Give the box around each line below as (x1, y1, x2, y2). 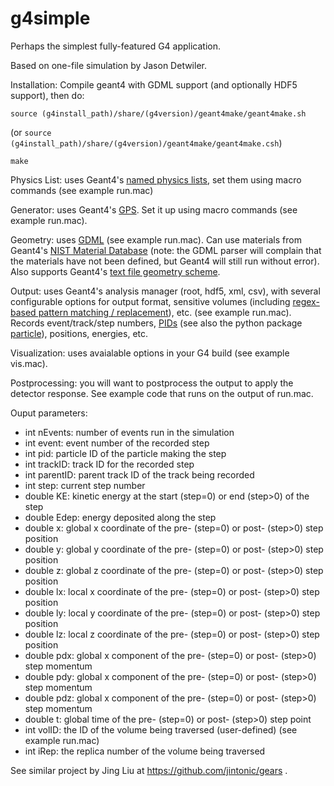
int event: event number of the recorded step (24, 437, 210, 449)
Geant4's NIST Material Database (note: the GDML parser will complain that (10, 244, 322, 256)
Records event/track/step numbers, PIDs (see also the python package (10, 317, 303, 329)
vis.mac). (10, 357, 48, 369)
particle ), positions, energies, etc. (10, 327, 149, 339)
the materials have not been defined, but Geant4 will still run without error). (10, 255, 320, 267)
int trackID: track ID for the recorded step (24, 458, 195, 470)
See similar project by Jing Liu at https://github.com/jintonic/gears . (10, 764, 288, 776)
